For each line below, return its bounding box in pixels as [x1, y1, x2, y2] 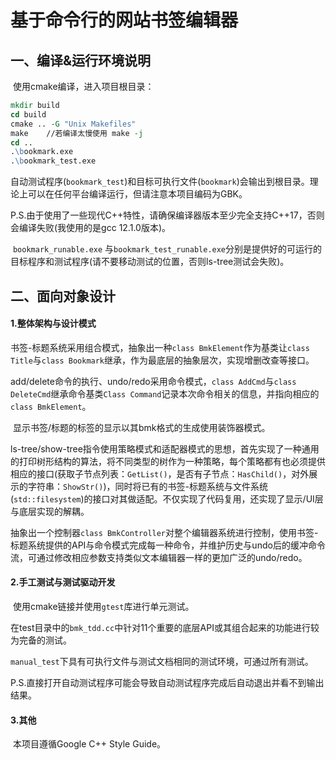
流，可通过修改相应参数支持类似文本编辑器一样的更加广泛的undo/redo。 [10, 551, 308, 563]
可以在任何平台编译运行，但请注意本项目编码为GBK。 [27, 188, 248, 200]
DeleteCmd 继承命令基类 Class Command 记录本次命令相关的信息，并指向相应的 [10, 387, 320, 400]
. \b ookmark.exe [10, 147, 74, 157]
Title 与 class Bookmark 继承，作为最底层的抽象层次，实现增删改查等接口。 [10, 354, 315, 366]
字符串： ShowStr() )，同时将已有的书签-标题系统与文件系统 [27, 480, 268, 492]
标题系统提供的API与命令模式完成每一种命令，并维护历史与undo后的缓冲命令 [10, 539, 326, 551]
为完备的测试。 [10, 634, 72, 646]
